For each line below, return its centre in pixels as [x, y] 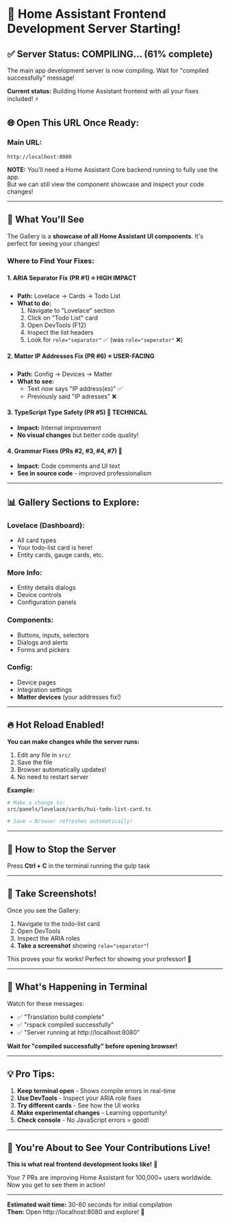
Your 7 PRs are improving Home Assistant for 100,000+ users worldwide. [110, 1178]
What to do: [34, 303]
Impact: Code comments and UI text [68, 466]
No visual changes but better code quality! [78, 435]
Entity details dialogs [47, 587]
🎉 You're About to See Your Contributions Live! [109, 1148]
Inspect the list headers [60, 332]
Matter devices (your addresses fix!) [69, 697]
